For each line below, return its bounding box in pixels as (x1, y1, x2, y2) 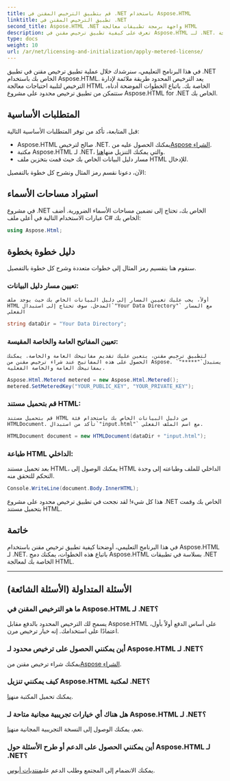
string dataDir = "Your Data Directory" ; (7, 320, 127, 328)
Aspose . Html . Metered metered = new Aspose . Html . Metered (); (7, 376, 179, 383)
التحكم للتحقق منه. (7, 471, 55, 480)
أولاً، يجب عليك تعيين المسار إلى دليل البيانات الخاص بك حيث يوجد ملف (7, 296, 210, 304)
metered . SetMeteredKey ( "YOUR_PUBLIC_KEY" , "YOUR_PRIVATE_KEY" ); (7, 383, 194, 389)
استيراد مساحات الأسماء (7, 188, 99, 200)
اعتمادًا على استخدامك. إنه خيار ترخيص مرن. (7, 627, 120, 635)
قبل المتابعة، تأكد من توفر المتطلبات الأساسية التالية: (7, 127, 140, 135)
